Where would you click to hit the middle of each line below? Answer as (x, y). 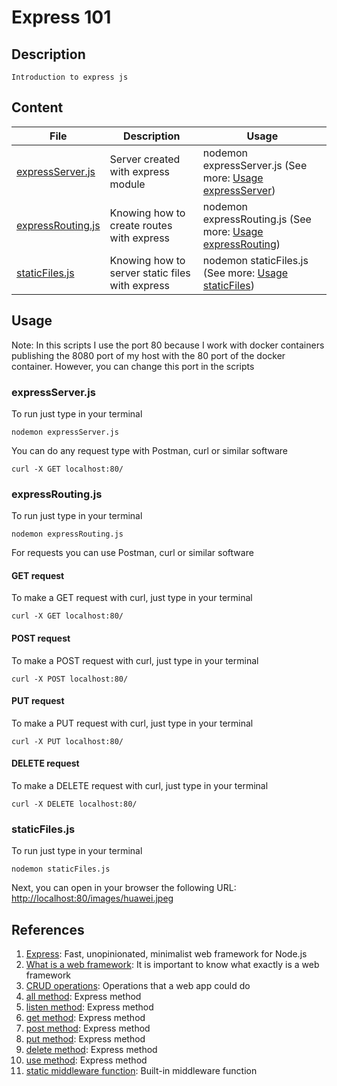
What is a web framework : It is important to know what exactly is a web (172, 965)
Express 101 (61, 17)
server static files (150, 273)
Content (37, 107)
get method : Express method (85, 1018)
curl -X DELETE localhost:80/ (74, 804)
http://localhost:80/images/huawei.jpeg (92, 898)
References (48, 929)
